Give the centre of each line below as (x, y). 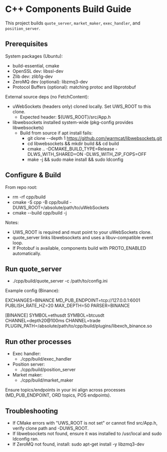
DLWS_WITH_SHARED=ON (55, 154)
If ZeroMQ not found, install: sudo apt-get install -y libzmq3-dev (78, 444)
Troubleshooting (32, 411)
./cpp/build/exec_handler (46, 359)
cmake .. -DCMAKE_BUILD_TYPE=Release (71, 149)
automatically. (27, 253)
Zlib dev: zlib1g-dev (32, 76)
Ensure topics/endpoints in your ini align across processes (65, 390)
